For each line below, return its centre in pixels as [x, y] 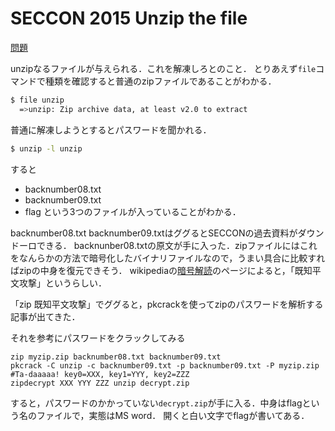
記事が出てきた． [45, 316]
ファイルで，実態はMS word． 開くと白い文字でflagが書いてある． [173, 415]
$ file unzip [37, 100]
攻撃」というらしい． [62, 283]
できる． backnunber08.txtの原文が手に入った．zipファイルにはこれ [177, 245]
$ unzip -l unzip [46, 148]
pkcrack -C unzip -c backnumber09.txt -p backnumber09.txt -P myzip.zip [165, 365]
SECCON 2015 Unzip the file [129, 18]
